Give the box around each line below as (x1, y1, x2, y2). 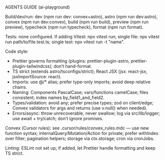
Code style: (5, 49, 29, 54)
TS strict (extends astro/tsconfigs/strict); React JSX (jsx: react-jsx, (12, 68, 148, 74)
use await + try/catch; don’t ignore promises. (12, 116, 103, 121)
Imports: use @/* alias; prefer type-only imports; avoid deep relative (12, 79, 151, 85)
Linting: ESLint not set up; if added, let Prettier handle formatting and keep (5, 145, 156, 151)
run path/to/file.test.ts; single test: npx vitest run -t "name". (5, 39, 125, 45)
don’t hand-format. (53, 64, 92, 69)
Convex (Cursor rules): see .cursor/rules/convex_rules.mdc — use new (5, 125, 149, 131)
